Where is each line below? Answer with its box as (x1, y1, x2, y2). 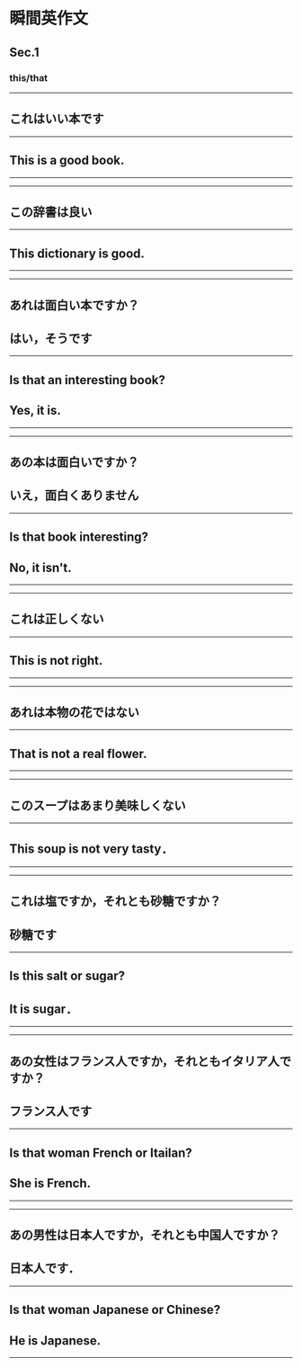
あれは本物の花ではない (9, 704, 139, 719)
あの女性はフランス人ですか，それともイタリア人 (9, 1053, 280, 1068)
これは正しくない (9, 612, 104, 627)
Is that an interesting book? (9, 372, 166, 388)
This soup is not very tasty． (9, 842, 173, 857)
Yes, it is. (9, 403, 61, 418)
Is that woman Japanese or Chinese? (9, 1302, 221, 1318)
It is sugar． (9, 1001, 78, 1016)
